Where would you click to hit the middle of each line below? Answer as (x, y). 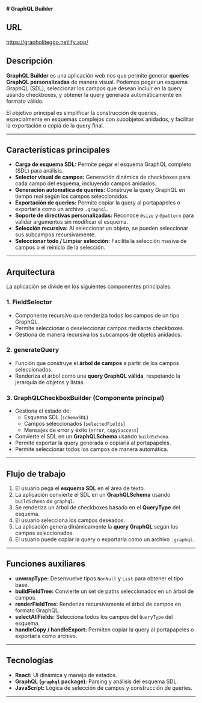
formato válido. (25, 101)
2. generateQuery (33, 350)
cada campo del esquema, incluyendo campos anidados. (86, 183)
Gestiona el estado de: (43, 411)
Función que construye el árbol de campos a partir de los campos (97, 363)
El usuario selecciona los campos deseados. (70, 520)
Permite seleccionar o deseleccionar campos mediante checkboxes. (99, 328)
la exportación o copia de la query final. (55, 125)
